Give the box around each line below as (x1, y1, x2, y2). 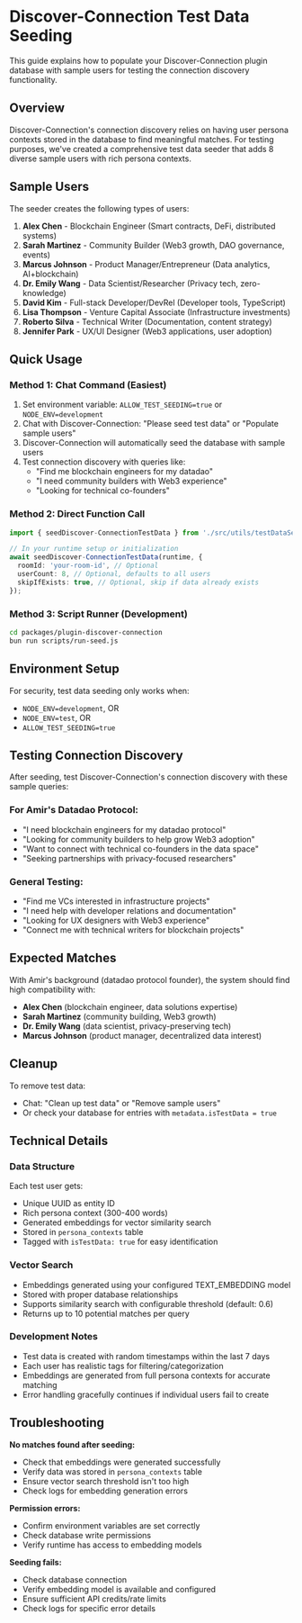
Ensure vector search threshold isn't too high (22, 1475, 190, 1486)
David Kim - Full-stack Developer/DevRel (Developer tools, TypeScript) (22, 297, 286, 308)
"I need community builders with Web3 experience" (35, 475, 227, 487)
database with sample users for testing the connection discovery (9, 65, 250, 76)
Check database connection (22, 1573, 128, 1585)
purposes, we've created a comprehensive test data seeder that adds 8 (9, 143, 274, 154)
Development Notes (9, 1330, 99, 1343)
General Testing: (9, 875, 84, 888)
